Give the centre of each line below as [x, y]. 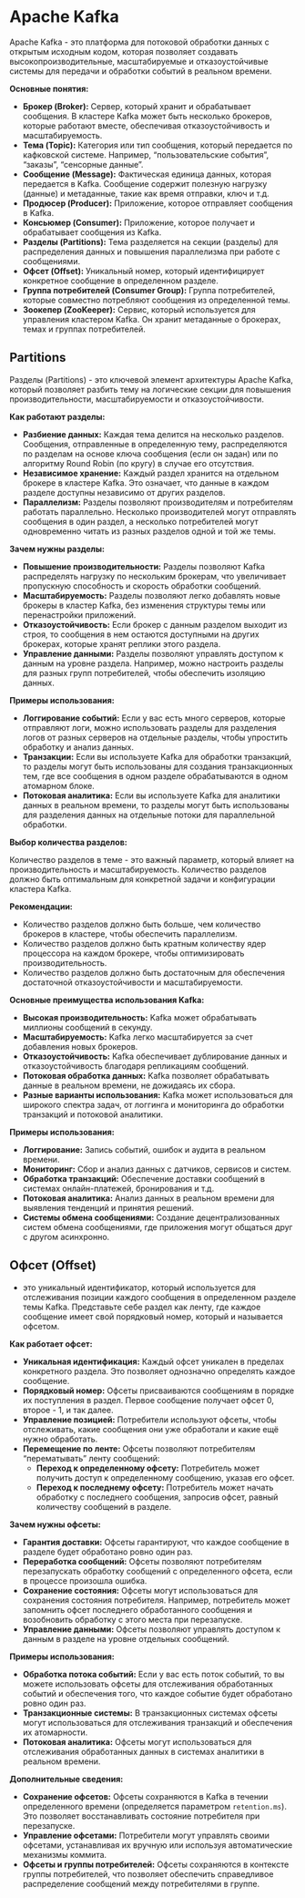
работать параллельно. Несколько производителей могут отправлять [159, 511]
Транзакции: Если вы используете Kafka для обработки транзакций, [157, 756]
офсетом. [41, 1326]
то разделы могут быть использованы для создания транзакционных [158, 766]
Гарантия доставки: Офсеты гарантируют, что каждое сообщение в [156, 1542]
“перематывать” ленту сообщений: [91, 1458]
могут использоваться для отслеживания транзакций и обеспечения [158, 1722]
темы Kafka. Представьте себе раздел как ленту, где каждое [142, 1307]
